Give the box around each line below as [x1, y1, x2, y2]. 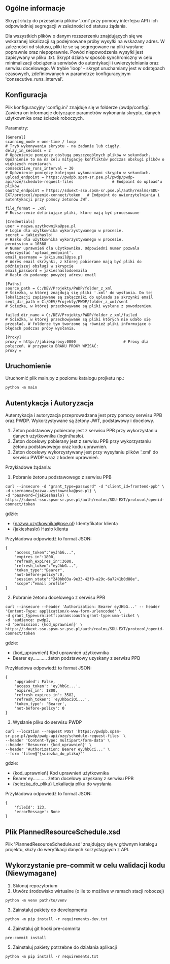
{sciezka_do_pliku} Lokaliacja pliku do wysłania [12, 781, 112, 787]
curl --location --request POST [5, 729, 74, 734]
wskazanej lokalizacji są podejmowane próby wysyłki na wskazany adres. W [5, 38, 165, 44]
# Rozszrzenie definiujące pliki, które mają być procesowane [5, 210, 140, 215]
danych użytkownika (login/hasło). [12, 433, 85, 439]
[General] [5, 135, 26, 140]
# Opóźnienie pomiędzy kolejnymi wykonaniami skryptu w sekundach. [5, 170, 151, 175]
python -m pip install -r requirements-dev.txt [5, 916, 108, 921]
